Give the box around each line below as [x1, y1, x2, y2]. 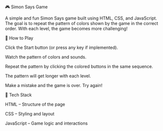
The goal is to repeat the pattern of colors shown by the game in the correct [5, 21, 158, 26]
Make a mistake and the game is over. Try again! [5, 83, 103, 88]
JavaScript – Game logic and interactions [5, 120, 88, 126]
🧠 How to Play [5, 35, 33, 41]
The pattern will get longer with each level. [5, 73, 92, 79]
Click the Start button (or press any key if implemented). [5, 44, 118, 50]
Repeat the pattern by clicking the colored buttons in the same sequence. [5, 64, 153, 69]
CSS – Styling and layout [5, 111, 55, 116]
